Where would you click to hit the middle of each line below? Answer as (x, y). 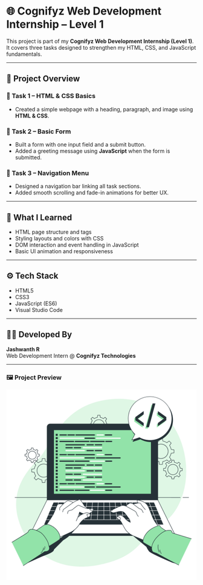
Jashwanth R (23, 349)
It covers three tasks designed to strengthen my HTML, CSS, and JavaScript (101, 47)
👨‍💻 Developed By (39, 335)
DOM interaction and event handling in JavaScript (77, 245)
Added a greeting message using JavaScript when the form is (92, 151)
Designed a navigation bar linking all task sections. (78, 187)
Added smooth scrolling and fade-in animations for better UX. (92, 193)
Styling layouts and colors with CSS (59, 239)
